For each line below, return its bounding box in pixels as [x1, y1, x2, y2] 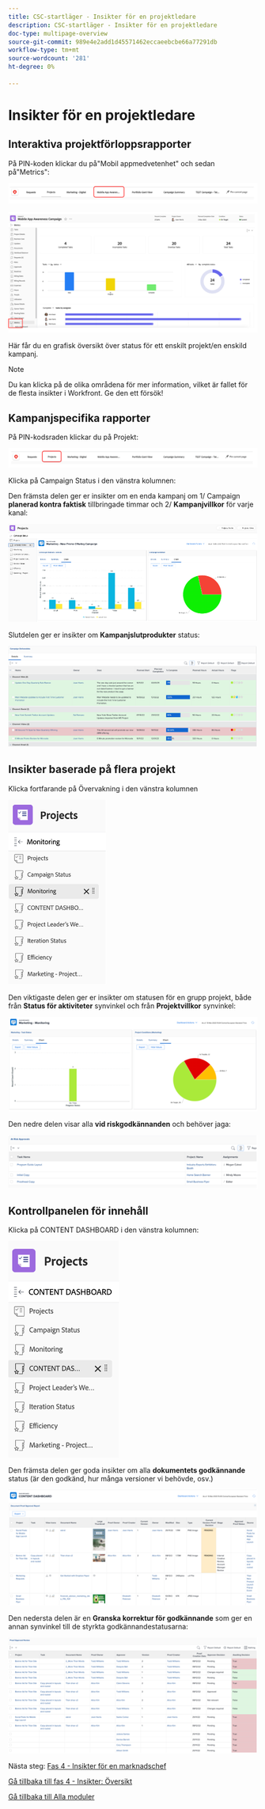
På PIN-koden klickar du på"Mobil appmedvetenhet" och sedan [8, 158, 215, 168]
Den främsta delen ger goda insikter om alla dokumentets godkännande [8, 1466, 246, 1475]
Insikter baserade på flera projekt [8, 763, 176, 776]
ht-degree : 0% [8, 63, 55, 71]
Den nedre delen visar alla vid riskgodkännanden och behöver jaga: [8, 1120, 231, 1129]
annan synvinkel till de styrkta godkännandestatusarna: [8, 1622, 188, 1632]
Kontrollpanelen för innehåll [8, 1204, 149, 1218]
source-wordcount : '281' [8, 55, 90, 63]
